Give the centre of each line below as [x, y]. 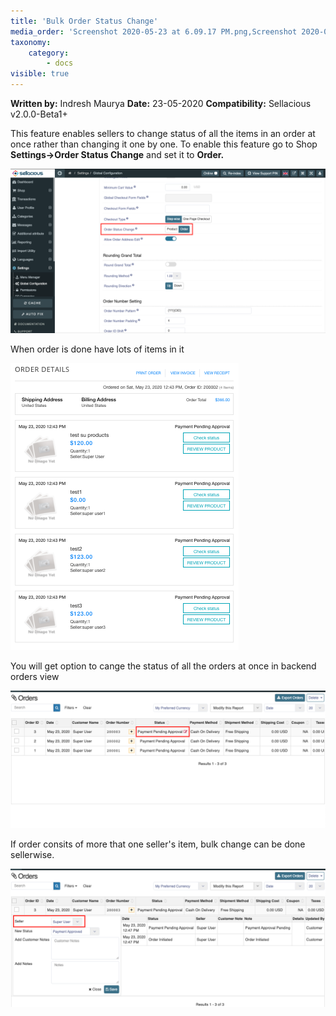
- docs [60, 63]
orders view [35, 676]
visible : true [40, 74]
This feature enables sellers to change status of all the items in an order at [163, 133]
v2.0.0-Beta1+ [39, 114]
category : [49, 53]
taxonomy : [31, 42]
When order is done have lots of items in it [97, 349]
